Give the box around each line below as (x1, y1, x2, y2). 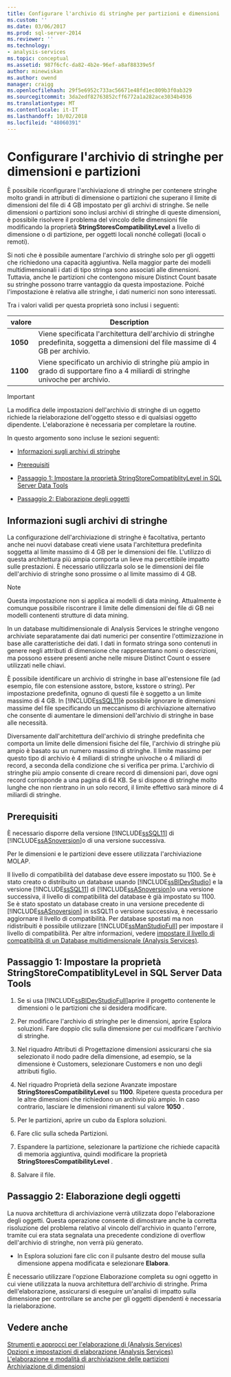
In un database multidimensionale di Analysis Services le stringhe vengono (7, 625, 219, 633)
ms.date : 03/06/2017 (7, 23, 67, 30)
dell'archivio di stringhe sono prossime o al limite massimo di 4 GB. (7, 570, 197, 578)
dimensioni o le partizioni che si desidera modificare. (16, 1004, 167, 1012)
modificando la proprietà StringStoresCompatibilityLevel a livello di (7, 223, 201, 231)
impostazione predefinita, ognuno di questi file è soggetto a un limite (7, 690, 201, 698)
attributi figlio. (16, 1067, 57, 1075)
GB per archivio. (38, 346, 91, 356)
